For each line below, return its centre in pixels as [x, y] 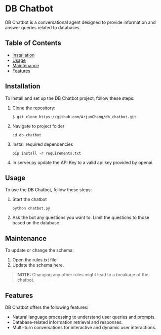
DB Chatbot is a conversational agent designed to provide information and [80, 22]
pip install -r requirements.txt [47, 153]
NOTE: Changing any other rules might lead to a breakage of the [83, 275]
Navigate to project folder [38, 126]
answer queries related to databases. [43, 27]
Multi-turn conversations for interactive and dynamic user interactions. [84, 327]
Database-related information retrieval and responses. [67, 322]
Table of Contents [33, 43]
